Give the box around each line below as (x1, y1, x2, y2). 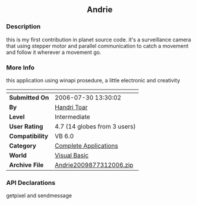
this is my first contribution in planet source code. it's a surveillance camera (6, 36, 192, 43)
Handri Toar (55, 103, 88, 111)
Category (9, 142, 37, 150)
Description (6, 23, 41, 31)
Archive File (9, 161, 44, 169)
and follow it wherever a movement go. (6, 49, 101, 56)
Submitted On (9, 93, 49, 101)
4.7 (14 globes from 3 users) (55, 122, 136, 130)
